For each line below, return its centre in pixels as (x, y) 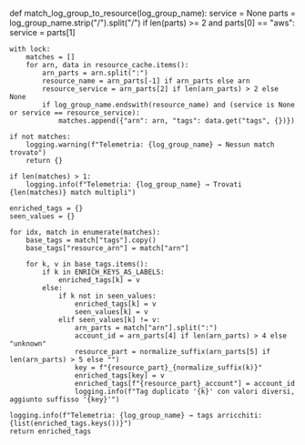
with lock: (30, 49)
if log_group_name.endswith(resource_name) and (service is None (169, 105)
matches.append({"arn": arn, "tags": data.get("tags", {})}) (177, 121)
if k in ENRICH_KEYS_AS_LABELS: (104, 272)
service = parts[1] (42, 32)
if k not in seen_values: (107, 296)
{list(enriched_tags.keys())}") (71, 423)
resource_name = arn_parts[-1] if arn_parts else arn (146, 81)
